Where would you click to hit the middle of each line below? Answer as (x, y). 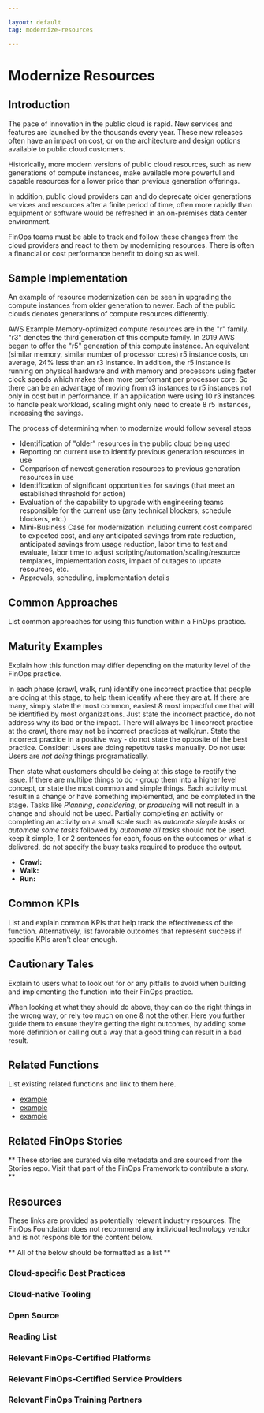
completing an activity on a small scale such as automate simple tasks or (127, 821)
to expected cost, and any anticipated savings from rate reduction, (128, 536)
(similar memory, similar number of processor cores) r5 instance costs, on (128, 354)
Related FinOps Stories (66, 1141)
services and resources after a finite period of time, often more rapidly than (130, 204)
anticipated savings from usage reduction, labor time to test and (123, 544)
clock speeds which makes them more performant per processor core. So (128, 379)
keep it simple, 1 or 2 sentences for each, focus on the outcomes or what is (130, 838)
